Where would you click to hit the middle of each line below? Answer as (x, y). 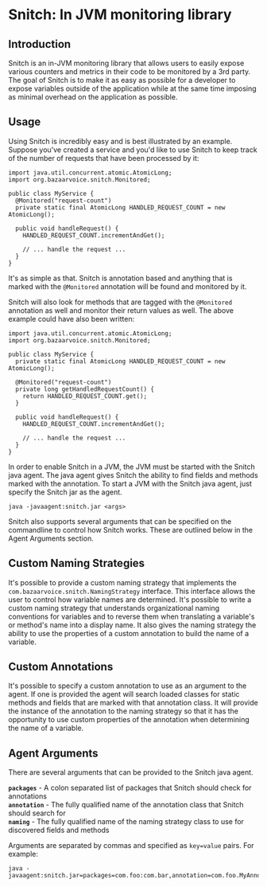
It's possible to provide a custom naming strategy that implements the (122, 582)
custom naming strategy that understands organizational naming (114, 608)
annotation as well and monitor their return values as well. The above (121, 310)
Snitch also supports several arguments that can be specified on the (120, 521)
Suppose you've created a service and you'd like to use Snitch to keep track (133, 150)
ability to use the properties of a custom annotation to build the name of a (129, 633)
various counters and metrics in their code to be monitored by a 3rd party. (130, 72)
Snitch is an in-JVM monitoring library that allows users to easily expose (126, 63)
